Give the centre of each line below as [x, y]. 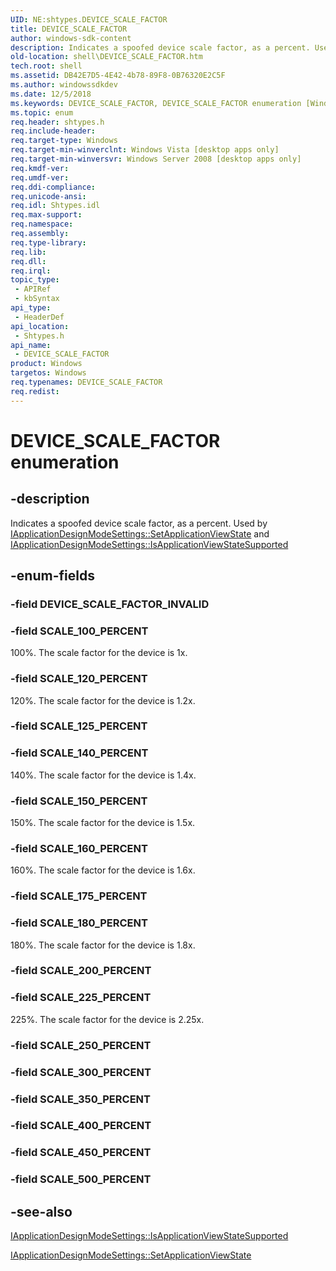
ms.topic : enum [42, 112]
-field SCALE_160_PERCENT [79, 848]
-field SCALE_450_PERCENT [81, 1153]
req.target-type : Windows [64, 141]
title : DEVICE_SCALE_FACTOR [69, 29]
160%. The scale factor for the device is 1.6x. [103, 870]
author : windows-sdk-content [71, 38]
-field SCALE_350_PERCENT [80, 1099]
